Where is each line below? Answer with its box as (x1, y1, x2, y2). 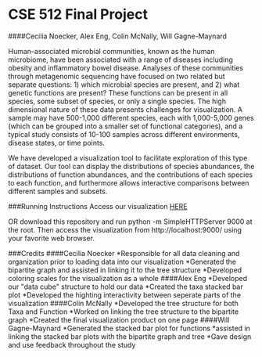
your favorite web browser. (8, 233, 95, 243)
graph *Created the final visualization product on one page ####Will (8, 315, 230, 324)
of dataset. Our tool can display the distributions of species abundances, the (8, 161, 255, 171)
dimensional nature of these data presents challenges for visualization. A (8, 104, 242, 114)
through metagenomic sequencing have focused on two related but (8, 71, 225, 81)
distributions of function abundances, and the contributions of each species (8, 170, 253, 179)
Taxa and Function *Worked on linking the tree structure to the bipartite (8, 307, 239, 316)
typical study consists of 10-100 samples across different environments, (8, 129, 240, 139)
